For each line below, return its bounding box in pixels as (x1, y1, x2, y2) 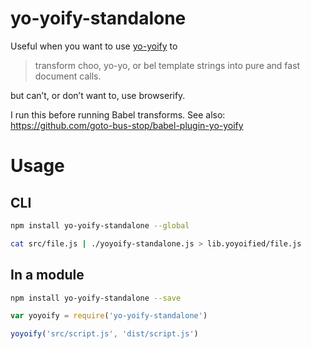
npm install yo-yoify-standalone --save (10, 293, 182, 303)
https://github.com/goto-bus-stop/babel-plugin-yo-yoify (10, 119, 244, 131)
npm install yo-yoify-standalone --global (10, 220, 190, 231)
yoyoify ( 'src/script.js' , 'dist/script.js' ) (10, 329, 199, 339)
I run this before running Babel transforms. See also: (10, 108, 226, 121)
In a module (10, 267, 85, 284)
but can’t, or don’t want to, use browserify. (10, 89, 186, 101)
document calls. (34, 70, 102, 82)
